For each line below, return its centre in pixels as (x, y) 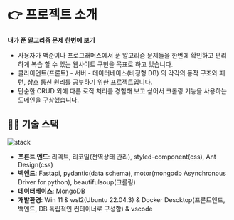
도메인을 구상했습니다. (48, 100)
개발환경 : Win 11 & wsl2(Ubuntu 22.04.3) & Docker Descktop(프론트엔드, (121, 199)
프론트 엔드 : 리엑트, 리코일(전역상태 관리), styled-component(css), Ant (117, 157)
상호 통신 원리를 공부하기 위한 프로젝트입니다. (90, 82)
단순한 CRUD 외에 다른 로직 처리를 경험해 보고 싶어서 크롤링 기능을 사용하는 (122, 90)
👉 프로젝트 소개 (52, 15)
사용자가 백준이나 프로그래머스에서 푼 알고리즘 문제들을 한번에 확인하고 (116, 55)
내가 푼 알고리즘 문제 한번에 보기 (51, 40)
